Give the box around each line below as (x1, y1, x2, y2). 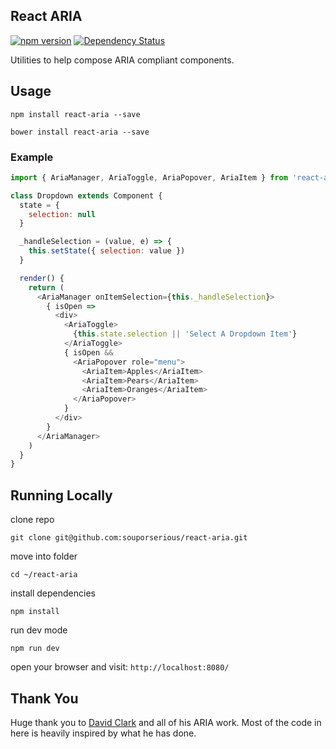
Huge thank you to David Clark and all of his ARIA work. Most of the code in (10, 716, 322, 728)
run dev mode (10, 624, 68, 636)
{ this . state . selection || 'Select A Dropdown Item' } (73, 329, 298, 339)
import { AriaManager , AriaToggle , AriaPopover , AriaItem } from (10, 172, 288, 183)
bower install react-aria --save (10, 127, 150, 137)
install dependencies (10, 587, 96, 599)
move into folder (10, 550, 78, 563)
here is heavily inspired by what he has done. (10, 727, 197, 739)
